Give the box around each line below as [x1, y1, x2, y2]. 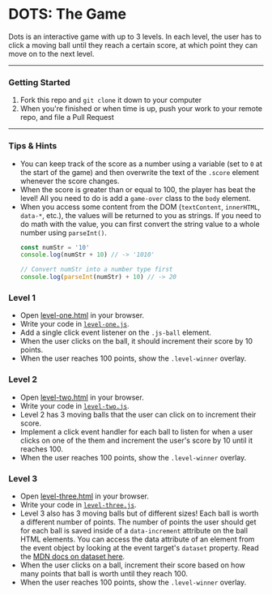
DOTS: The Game [8, 5, 127, 24]
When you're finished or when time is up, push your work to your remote [19, 104, 263, 113]
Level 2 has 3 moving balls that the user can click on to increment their [19, 409, 257, 419]
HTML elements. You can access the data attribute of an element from [19, 534, 255, 544]
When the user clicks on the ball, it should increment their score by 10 [19, 336, 253, 346]
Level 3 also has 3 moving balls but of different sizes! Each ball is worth [19, 508, 259, 518]
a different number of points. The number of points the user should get [19, 516, 257, 527]
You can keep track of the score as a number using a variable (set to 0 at [19, 159, 263, 169]
